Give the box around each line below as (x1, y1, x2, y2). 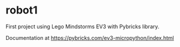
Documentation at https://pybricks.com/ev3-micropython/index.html (5, 34, 175, 41)
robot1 (5, 4, 38, 17)
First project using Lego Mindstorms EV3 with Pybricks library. (5, 23, 160, 30)
